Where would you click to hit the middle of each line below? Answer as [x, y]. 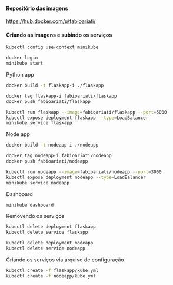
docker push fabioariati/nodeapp [47, 161]
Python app [20, 75]
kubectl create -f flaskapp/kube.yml [52, 270]
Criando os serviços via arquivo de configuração [65, 260]
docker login [22, 58]
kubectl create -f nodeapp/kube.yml [51, 276]
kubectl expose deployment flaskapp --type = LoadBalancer [77, 118]
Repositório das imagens [37, 8]
